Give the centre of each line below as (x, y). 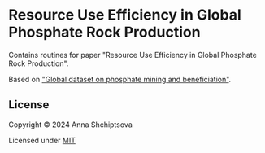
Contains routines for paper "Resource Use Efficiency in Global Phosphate (133, 55)
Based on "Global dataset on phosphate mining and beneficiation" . (120, 79)
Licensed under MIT (42, 140)
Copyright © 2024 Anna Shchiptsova (70, 125)
